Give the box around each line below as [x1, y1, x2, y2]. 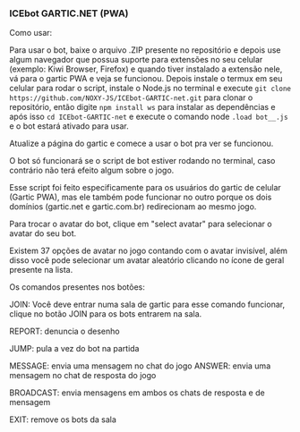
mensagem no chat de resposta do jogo [9, 370, 157, 381]
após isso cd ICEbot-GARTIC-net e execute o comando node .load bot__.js [9, 111, 288, 123]
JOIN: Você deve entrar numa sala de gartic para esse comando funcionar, [9, 299, 285, 310]
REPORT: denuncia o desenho [9, 326, 120, 337]
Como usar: [9, 28, 53, 38]
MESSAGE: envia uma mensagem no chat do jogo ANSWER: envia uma [9, 360, 271, 371]
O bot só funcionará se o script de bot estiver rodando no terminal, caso [9, 156, 276, 166]
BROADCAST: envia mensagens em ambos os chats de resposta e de [9, 387, 266, 398]
